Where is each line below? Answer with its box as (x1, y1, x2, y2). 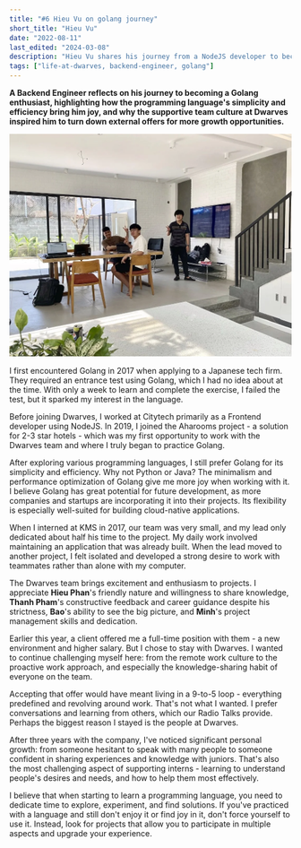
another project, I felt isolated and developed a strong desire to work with (9, 551, 280, 562)
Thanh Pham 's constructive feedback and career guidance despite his (9, 597, 271, 608)
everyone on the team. (9, 671, 92, 682)
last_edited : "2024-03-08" (9, 43, 110, 52)
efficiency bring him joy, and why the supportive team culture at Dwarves (9, 107, 288, 117)
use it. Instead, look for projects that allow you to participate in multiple (9, 818, 271, 829)
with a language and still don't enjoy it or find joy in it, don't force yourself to (9, 809, 291, 820)
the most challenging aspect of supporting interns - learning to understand (9, 763, 286, 774)
